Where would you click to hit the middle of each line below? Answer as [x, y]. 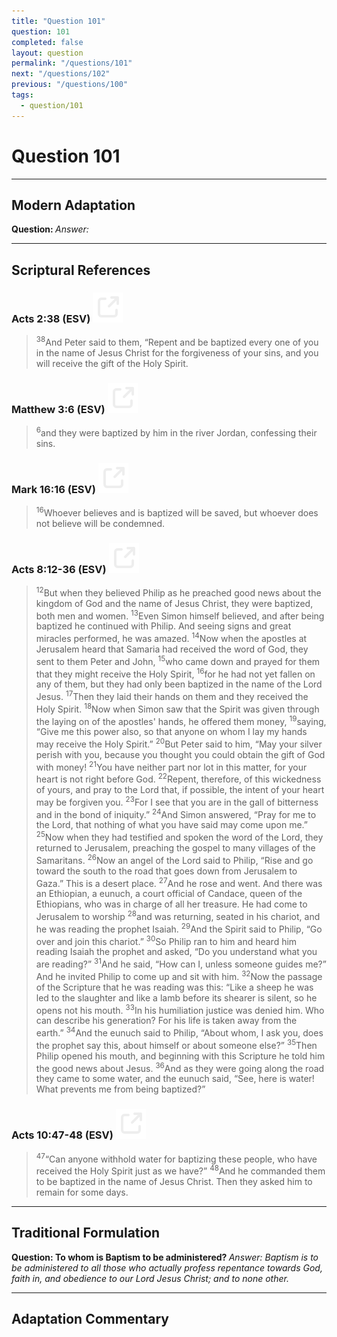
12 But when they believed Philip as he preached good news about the [178, 592]
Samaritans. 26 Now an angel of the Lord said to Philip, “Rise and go [174, 859]
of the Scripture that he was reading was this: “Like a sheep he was [174, 987]
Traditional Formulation [86, 1233]
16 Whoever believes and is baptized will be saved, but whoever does [177, 512]
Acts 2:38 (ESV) [51, 318]
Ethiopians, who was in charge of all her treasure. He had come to [171, 904]
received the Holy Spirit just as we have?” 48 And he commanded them [180, 1170]
